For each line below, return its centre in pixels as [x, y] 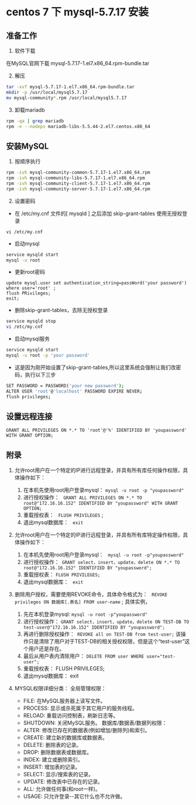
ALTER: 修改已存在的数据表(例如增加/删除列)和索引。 [87, 730]
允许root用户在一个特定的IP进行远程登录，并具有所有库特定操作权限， [99, 535]
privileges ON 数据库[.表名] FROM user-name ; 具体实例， [82, 602]
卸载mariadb [30, 110]
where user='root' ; [31, 289]
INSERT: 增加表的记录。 [52, 767]
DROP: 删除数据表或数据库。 [58, 752]
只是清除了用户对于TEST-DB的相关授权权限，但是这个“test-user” [107, 642]
